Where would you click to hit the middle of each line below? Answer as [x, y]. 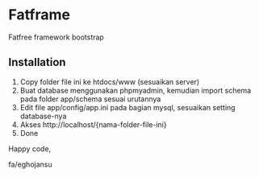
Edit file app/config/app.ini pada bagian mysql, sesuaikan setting [127, 107]
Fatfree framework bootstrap [56, 37]
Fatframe [40, 15]
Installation [37, 62]
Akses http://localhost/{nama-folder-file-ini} [93, 124]
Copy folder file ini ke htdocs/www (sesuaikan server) [110, 81]
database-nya [43, 116]
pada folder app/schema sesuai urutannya [90, 99]
